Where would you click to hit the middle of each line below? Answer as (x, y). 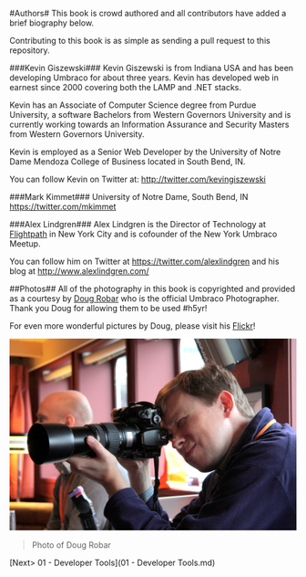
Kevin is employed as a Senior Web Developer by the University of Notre (145, 152)
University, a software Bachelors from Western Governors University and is (150, 115)
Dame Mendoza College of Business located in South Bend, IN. (127, 162)
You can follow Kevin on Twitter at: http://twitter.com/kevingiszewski (138, 179)
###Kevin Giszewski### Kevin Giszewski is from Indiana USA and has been (152, 68)
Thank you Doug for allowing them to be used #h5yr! (108, 308)
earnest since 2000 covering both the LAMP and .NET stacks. (126, 87)
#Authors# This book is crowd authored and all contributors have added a (148, 13)
